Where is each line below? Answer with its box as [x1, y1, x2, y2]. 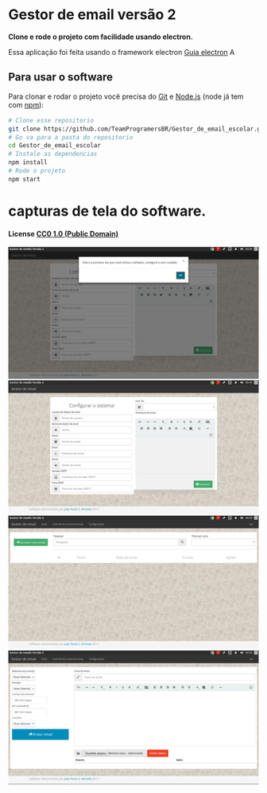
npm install [8, 158, 48, 166]
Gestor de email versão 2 [8, 6, 176, 24]
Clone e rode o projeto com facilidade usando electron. [8, 32, 193, 41]
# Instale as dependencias [8, 150, 98, 158]
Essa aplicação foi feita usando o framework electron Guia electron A [8, 47, 235, 57]
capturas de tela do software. [8, 201, 207, 220]
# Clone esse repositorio [8, 116, 94, 124]
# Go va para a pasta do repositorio [8, 133, 133, 141]
